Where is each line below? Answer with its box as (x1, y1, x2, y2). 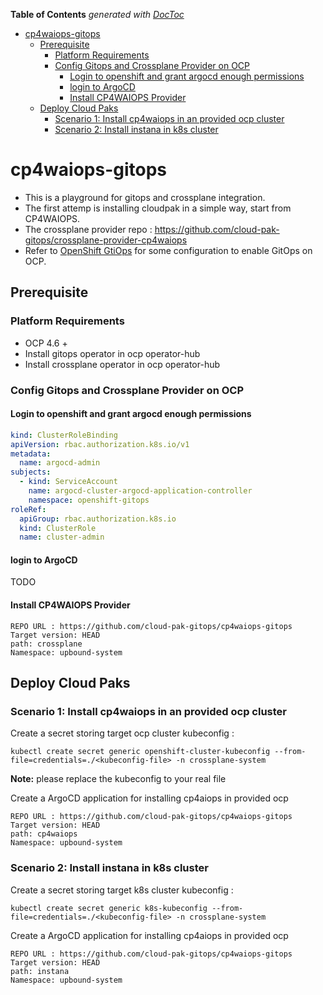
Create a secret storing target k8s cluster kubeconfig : (10, 884, 234, 896)
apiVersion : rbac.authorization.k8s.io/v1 (10, 439, 190, 449)
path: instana (10, 966, 70, 976)
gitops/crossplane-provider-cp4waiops (24, 234, 188, 246)
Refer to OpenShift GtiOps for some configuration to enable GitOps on (24, 244, 313, 256)
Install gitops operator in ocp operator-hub (24, 347, 201, 359)
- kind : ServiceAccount (19, 477, 118, 487)
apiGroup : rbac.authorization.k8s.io (19, 514, 177, 524)
